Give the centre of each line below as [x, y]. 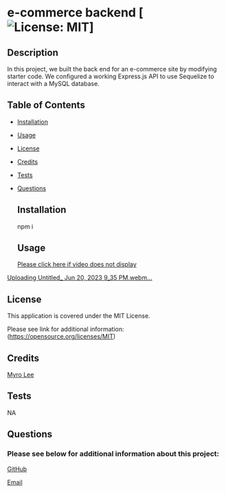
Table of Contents [46, 105]
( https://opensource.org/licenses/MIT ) [61, 336]
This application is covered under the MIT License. [79, 316]
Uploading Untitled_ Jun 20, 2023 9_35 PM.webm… [80, 278]
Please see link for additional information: [66, 329]
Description [33, 53]
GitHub [17, 469]
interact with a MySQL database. [53, 83]
